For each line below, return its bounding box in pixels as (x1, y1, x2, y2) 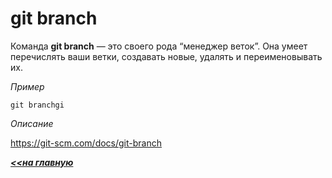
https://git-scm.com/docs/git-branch (10, 137, 163, 149)
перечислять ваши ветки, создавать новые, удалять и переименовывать (10, 50, 323, 62)
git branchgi (10, 100, 65, 110)
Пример (10, 80, 45, 92)
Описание (10, 117, 54, 129)
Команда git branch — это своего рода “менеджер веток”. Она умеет (10, 40, 308, 52)
